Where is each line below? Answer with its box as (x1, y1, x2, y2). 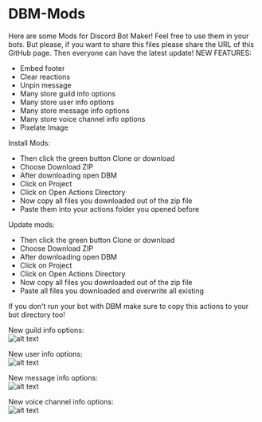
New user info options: (8, 349, 83, 358)
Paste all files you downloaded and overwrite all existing (19, 286, 205, 295)
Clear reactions (19, 72, 71, 81)
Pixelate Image (19, 123, 69, 132)
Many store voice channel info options (19, 114, 146, 123)
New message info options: (8, 373, 98, 382)
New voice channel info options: (8, 397, 114, 406)
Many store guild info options (19, 88, 116, 98)
